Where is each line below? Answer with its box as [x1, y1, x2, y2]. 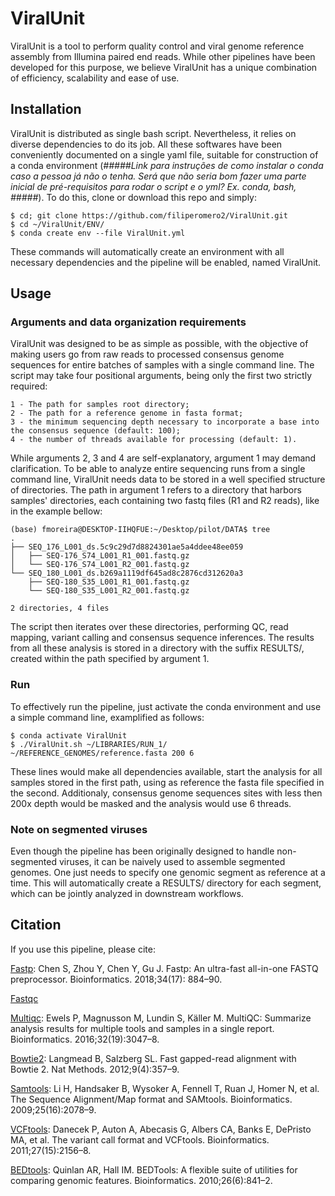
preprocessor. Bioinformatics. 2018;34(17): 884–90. [10, 973, 223, 985]
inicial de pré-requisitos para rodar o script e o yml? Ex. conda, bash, [10, 180, 297, 192]
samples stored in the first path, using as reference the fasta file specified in [10, 776, 325, 788]
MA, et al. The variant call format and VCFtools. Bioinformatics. [10, 1133, 270, 1146]
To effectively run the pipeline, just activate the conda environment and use [10, 700, 322, 712]
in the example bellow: [10, 505, 103, 517]
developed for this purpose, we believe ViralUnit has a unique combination [10, 61, 318, 73]
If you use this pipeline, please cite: [10, 943, 156, 955]
